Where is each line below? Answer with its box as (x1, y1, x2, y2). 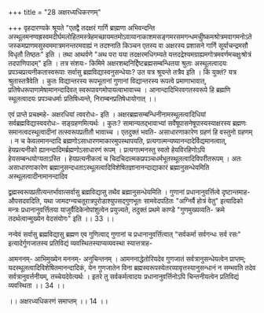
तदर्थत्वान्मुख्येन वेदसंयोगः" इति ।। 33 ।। (8, 214, 115, 223)
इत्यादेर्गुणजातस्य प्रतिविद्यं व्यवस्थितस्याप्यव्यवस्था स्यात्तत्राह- (8, 238, 153, 248)
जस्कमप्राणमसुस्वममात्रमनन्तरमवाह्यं (8, 41, 93, 50)
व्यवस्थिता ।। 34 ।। (8, 281, 65, 290)
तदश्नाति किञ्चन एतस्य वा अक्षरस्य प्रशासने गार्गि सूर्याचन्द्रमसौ (99, 41, 249, 50)
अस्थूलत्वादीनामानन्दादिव (8, 171, 68, 181)
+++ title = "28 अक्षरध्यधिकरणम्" (8, 8, 101, 17)
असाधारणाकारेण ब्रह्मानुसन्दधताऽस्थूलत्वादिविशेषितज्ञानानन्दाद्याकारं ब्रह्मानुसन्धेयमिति (8, 163, 210, 172)
